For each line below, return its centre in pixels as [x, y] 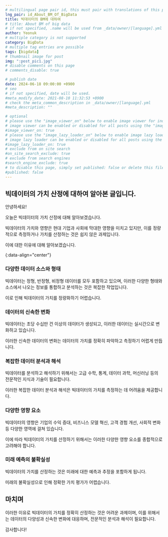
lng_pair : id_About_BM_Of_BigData [41, 15]
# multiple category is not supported [45, 38]
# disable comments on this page [40, 66]
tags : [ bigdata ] [22, 52]
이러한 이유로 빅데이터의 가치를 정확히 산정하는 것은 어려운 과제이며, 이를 [76, 512]
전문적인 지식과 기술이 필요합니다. [38, 379]
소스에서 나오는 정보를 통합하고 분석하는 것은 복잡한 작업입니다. [67, 287]
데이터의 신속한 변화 [28, 312]
